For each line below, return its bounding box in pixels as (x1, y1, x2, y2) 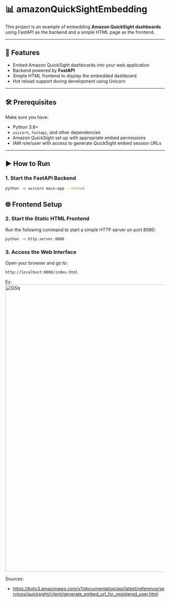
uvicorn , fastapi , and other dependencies (12, 129, 101, 135)
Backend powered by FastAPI (12, 67, 75, 73)
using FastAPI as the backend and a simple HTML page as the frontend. (5, 29, 155, 35)
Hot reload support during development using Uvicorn (12, 78, 125, 84)
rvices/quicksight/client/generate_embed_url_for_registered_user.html (12, 591, 158, 597)
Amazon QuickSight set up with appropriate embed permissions (12, 135, 146, 141)
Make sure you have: (5, 114, 49, 120)
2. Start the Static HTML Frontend (5, 215, 90, 222)
